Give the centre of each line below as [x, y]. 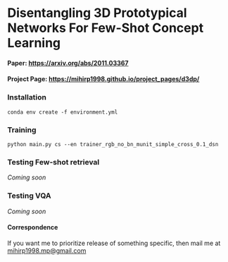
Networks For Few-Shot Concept [106, 28]
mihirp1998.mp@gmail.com [47, 250]
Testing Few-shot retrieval [53, 162]
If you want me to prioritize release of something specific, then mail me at [114, 243]
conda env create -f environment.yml [63, 112]
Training [22, 130]
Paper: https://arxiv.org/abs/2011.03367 [68, 63]
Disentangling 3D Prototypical [97, 13]
